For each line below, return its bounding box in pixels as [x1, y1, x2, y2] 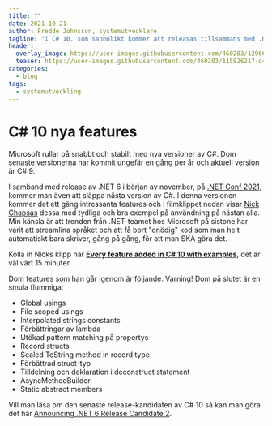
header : [8, 42, 35, 50]
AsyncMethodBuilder [19, 376, 91, 385]
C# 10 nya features [8, 123, 138, 140]
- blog [15, 72, 38, 80]
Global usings [19, 298, 66, 308]
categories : [8, 65, 49, 73]
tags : [8, 80, 27, 88]
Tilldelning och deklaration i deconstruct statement [19, 367, 190, 377]
